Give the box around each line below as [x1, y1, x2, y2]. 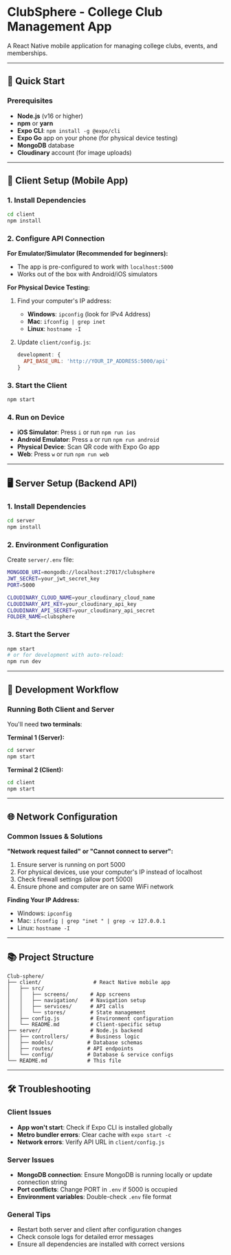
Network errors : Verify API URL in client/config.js [16, 1138, 165, 1146]
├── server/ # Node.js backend [7, 1027, 143, 1034]
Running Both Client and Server [7, 704, 115, 714]
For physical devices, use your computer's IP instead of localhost [16, 868, 203, 876]
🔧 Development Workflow [7, 684, 119, 695]
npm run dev [7, 658, 41, 665]
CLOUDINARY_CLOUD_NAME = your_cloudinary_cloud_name [7, 594, 155, 601]
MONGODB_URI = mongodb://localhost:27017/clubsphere [7, 569, 155, 576]
